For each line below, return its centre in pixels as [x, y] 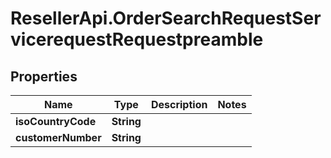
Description [179, 104]
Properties [44, 76]
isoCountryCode [56, 121]
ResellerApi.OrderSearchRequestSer [166, 18]
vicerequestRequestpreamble [137, 39]
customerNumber [58, 137]
